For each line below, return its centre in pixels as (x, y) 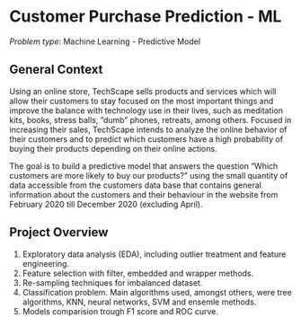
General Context (56, 70)
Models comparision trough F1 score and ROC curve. (120, 311)
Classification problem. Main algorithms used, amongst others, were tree (157, 292)
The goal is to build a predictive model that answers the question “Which (144, 166)
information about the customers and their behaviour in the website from (144, 194)
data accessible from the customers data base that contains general (136, 185)
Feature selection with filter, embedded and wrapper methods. (138, 273)
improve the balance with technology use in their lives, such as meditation (146, 110)
